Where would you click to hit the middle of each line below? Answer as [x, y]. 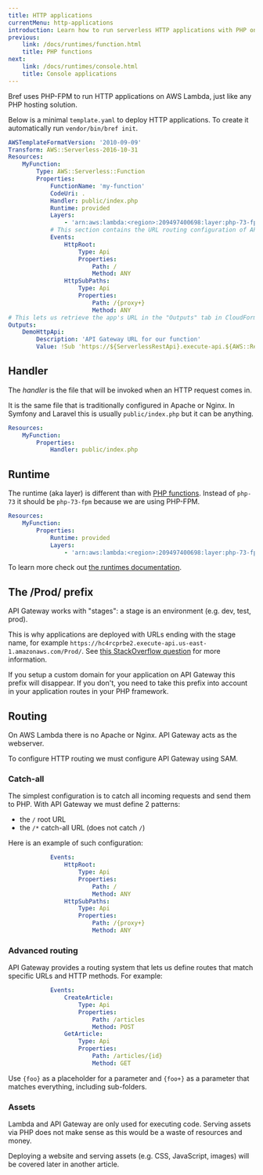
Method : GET [112, 1063]
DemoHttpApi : [43, 332]
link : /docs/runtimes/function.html [82, 45]
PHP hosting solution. [43, 104]
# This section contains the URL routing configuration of [148, 230]
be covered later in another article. [64, 1164]
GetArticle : [83, 1034]
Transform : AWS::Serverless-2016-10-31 [73, 150]
